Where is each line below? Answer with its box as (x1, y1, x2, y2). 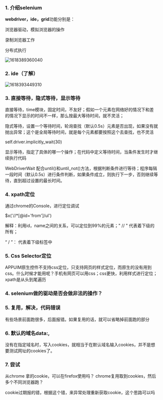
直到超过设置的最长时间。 (13, 177, 65, 183)
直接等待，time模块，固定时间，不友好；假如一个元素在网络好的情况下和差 (5, 106, 154, 113)
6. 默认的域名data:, (5, 330, 50, 337)
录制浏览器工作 (5, 37, 35, 43)
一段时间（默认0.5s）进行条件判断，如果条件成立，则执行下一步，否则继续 (5, 171, 154, 177)
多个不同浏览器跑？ (5, 379, 44, 385)
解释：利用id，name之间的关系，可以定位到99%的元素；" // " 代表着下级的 (5, 223, 155, 229)
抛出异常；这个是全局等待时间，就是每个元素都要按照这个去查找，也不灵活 (5, 129, 154, 135)
